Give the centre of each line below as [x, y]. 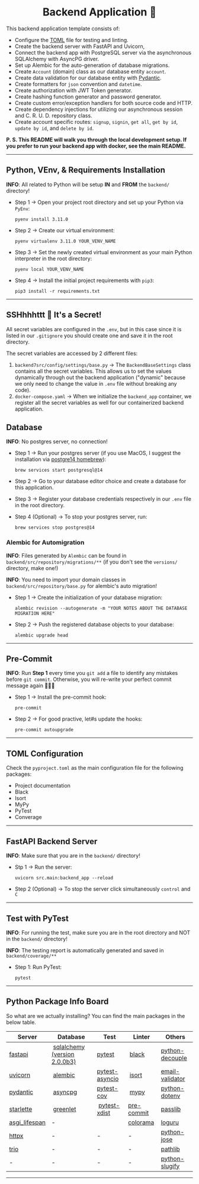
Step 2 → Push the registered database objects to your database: [94, 624]
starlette [21, 1109]
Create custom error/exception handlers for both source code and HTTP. [104, 103]
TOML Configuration [45, 753]
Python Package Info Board [57, 1002]
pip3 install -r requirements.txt [57, 291]
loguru [170, 1122]
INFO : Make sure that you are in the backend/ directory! [73, 856]
